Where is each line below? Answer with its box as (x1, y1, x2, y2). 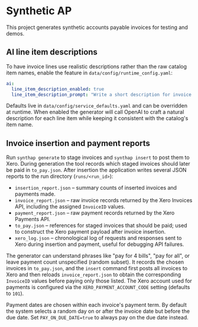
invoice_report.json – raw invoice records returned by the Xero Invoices (14, 197, 193, 204)
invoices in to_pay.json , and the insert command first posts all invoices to (6, 265, 188, 272)
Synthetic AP (6, 4, 72, 18)
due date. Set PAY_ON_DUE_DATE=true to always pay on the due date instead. (6, 314, 189, 321)
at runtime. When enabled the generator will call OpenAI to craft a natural (6, 108, 184, 116)
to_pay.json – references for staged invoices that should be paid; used (14, 222, 187, 229)
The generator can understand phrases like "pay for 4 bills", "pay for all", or (6, 252, 190, 260)
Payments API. (14, 216, 51, 223)
